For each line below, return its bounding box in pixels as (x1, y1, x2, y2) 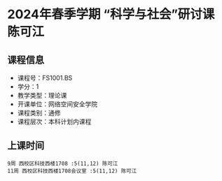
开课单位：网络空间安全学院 (17, 100, 98, 108)
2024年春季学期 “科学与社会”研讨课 (7, 6, 215, 22)
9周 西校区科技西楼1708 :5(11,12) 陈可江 (7, 160, 118, 167)
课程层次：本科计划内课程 (17, 117, 92, 126)
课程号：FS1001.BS (17, 74, 73, 82)
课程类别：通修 (17, 109, 61, 117)
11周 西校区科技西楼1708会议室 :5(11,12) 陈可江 (7, 167, 137, 175)
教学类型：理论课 (17, 92, 67, 99)
